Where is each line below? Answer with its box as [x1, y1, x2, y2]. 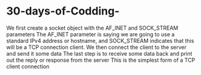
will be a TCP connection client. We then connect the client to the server [6, 44, 186, 51]
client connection [6, 62, 50, 70]
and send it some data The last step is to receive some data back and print [6, 50, 193, 57]
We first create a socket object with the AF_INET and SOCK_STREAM [6, 24, 179, 31]
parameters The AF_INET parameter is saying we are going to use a [6, 30, 175, 37]
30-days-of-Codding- [6, 4, 120, 18]
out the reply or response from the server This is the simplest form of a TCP [6, 56, 196, 64]
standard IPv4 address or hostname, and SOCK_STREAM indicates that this [6, 37, 194, 44]
